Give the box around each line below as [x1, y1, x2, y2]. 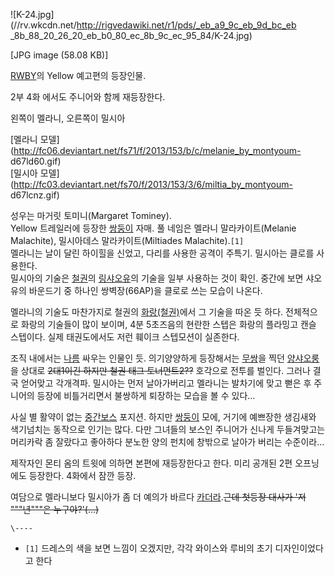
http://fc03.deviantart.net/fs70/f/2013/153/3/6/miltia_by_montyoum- [13, 179, 293, 190]
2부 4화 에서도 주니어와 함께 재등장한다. [10, 91, 166, 103]
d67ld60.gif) [10, 155, 62, 167]
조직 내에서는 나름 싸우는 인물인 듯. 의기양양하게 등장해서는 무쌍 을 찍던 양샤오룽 [10, 352, 320, 364]
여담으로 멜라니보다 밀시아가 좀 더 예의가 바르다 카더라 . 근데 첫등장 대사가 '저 [10, 491, 307, 503]
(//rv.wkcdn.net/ [10, 19, 77, 31]
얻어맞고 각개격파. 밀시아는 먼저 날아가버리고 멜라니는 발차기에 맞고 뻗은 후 [20, 377, 312, 389]
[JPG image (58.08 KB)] [10, 49, 109, 61]
